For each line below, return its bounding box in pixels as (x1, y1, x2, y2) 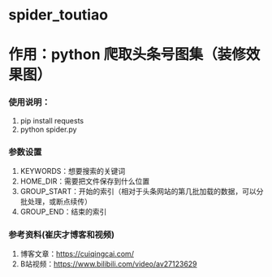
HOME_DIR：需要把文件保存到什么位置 (19, 176, 150, 186)
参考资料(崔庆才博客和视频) (8, 229, 115, 240)
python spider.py (19, 124, 77, 134)
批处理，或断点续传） (19, 197, 92, 206)
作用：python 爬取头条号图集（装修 (8, 45, 246, 64)
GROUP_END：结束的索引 (19, 206, 107, 216)
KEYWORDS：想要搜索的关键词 (19, 166, 126, 175)
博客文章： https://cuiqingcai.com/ (19, 249, 134, 259)
